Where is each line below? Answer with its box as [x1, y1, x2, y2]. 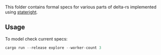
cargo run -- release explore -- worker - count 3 [5, 45, 101, 50]
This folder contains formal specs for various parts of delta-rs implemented [5, 4, 157, 10]
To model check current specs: [5, 36, 68, 41]
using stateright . [5, 9, 38, 15]
